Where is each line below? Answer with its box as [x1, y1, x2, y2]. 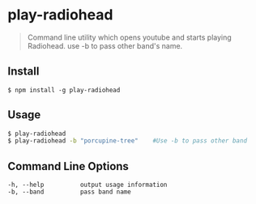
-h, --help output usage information [7, 181, 168, 189]
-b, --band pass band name [7, 188, 131, 196]
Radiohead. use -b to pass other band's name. [27, 40, 183, 50]
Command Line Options [7, 159, 129, 173]
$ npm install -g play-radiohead [7, 86, 121, 94]
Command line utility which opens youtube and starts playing [27, 32, 232, 42]
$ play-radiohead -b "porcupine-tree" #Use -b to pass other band [7, 137, 248, 145]
